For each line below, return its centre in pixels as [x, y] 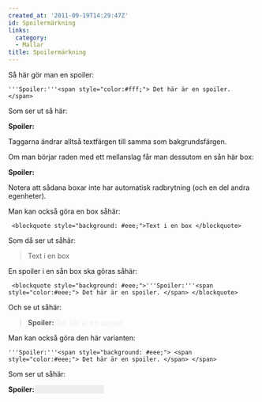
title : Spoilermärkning [47, 52]
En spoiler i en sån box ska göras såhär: [73, 271]
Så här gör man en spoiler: [51, 75]
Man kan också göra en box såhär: [64, 211]
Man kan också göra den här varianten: [72, 338]
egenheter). [27, 196]
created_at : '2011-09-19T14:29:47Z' [68, 15]
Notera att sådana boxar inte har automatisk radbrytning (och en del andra [129, 188]
